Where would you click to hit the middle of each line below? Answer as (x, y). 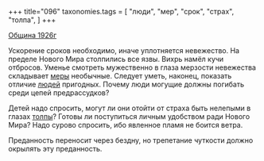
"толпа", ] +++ (32, 20)
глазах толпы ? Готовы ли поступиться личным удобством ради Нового (129, 117)
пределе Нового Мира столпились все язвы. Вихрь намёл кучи (116, 59)
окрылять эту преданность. (55, 149)
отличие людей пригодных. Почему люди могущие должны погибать (126, 84)
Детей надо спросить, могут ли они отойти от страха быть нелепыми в (130, 108)
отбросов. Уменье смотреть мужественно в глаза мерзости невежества (132, 67)
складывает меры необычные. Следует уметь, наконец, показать (120, 76)
